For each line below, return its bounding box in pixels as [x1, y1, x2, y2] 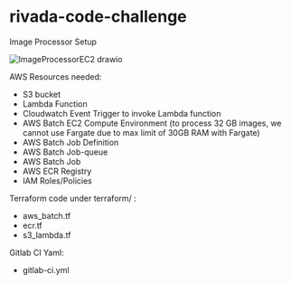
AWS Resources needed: [9, 71, 102, 82]
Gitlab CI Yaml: [9, 247, 65, 258]
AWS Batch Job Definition [22, 137, 119, 147]
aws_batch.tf [22, 210, 71, 221]
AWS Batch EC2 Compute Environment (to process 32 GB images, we [22, 118, 282, 128]
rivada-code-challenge [9, 6, 187, 27]
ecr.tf [22, 220, 42, 231]
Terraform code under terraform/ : [9, 193, 137, 204]
